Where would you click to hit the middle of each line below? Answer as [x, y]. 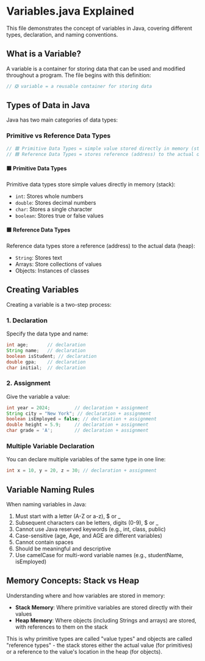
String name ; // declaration [46, 350]
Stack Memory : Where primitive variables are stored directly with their [104, 607]
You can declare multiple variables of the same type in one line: [86, 459]
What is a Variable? [44, 54]
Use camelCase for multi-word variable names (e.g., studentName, [99, 555]
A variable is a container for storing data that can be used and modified [96, 68]
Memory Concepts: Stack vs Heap [73, 581]
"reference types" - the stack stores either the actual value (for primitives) [99, 645]
